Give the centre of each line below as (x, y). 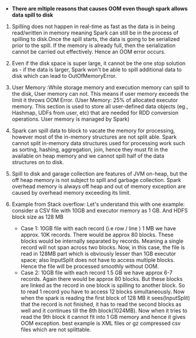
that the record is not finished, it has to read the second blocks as (101, 304)
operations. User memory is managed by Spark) (70, 119)
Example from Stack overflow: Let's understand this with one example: (98, 204)
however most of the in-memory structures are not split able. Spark (94, 137)
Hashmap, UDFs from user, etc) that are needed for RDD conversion (95, 113)
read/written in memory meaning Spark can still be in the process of (95, 33)
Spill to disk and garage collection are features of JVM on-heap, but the (99, 174)
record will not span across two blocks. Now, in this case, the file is (103, 247)
